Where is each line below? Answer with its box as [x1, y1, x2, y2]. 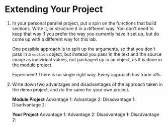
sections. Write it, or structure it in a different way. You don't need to [12, 25, 154, 31]
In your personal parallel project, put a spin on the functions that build [12, 20, 156, 26]
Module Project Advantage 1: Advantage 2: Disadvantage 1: [12, 96, 136, 102]
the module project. [12, 62, 53, 68]
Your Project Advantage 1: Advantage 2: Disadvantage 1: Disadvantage [12, 111, 159, 117]
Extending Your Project [5, 4, 103, 15]
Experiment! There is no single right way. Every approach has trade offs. [12, 71, 162, 77]
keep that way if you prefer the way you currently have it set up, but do [12, 31, 159, 37]
